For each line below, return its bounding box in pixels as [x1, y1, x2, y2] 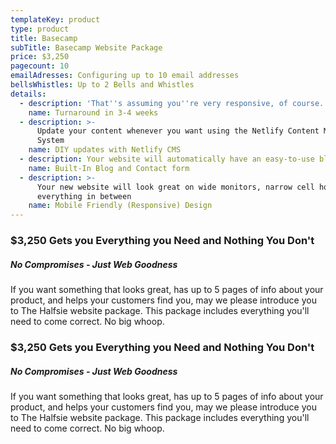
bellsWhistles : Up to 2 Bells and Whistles [10, 80, 195, 90]
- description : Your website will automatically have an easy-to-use [19, 154, 315, 164]
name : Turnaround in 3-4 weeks [28, 107, 159, 118]
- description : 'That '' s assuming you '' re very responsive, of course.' [19, 98, 329, 108]
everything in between [36, 191, 132, 201]
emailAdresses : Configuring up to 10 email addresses [10, 71, 240, 81]
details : [10, 89, 47, 99]
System [36, 136, 65, 146]
